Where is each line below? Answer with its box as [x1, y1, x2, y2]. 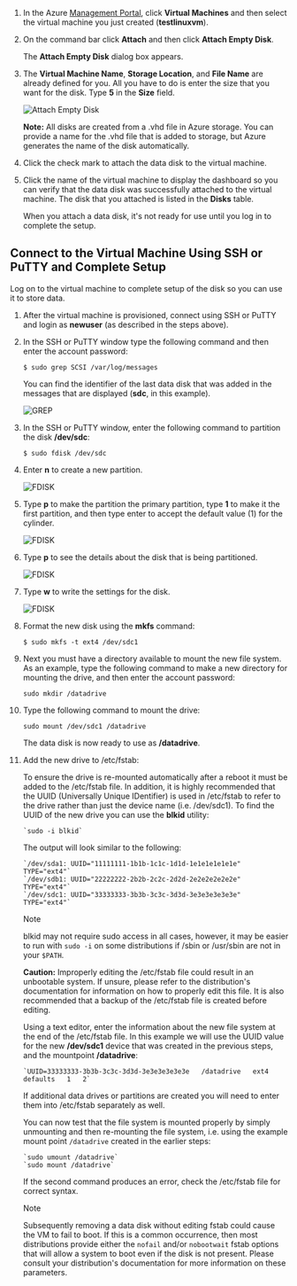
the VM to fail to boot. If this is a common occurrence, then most [22, 1229, 259, 1240]
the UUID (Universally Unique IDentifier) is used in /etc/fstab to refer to [22, 791, 281, 801]
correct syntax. [22, 1185, 79, 1196]
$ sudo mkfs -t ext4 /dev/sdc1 [22, 637, 139, 646]
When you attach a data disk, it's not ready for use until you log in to [22, 211, 272, 221]
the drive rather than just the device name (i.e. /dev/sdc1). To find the [22, 799, 275, 810]
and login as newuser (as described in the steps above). [22, 319, 229, 330]
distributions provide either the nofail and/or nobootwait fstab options [22, 1238, 279, 1249]
